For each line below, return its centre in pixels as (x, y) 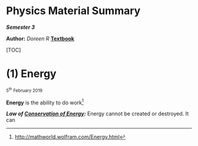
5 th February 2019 (24, 90)
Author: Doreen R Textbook (40, 38)
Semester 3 (21, 27)
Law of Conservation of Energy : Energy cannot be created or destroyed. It (98, 114)
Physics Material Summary (73, 11)
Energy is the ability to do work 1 (45, 102)
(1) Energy (32, 74)
